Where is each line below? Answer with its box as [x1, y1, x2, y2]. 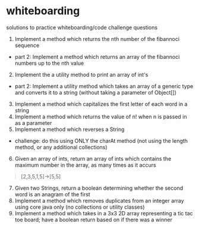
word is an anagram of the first [14, 190, 90, 197]
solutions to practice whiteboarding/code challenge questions [6, 24, 158, 31]
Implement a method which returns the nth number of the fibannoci [14, 35, 180, 42]
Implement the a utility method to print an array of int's [14, 71, 149, 78]
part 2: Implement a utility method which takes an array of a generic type [14, 82, 194, 90]
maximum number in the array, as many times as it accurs [14, 161, 156, 168]
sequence [14, 42, 40, 49]
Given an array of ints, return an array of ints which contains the [14, 155, 172, 162]
